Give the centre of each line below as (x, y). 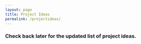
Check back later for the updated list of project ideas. (71, 36)
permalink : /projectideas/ (33, 19)
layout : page (19, 10)
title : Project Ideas (28, 14)
